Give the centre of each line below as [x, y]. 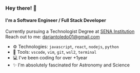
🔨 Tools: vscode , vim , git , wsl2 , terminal [55, 52]
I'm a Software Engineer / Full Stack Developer [56, 20]
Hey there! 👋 [21, 8]
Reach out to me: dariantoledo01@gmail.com [53, 37]
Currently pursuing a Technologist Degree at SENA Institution [70, 31]
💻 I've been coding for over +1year [50, 58]
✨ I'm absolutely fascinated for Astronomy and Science [71, 65]
